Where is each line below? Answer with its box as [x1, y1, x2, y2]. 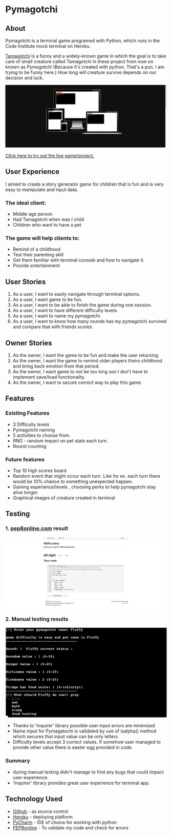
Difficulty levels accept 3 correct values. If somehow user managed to [12, 739, 161, 745]
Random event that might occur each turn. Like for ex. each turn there [12, 473, 160, 479]
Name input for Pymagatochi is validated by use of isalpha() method [12, 728, 157, 734]
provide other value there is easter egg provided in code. [12, 744, 133, 750]
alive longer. [12, 489, 39, 495]
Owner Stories [5, 338, 52, 347]
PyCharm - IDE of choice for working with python [12, 819, 117, 825]
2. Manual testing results [5, 615, 69, 622]
